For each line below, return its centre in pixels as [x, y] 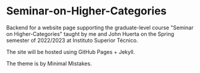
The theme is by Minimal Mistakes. [49, 63]
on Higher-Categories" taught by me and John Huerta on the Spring [90, 34]
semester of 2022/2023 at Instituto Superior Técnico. [72, 40]
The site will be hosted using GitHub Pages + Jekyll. [71, 51]
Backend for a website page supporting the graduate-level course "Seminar [100, 28]
